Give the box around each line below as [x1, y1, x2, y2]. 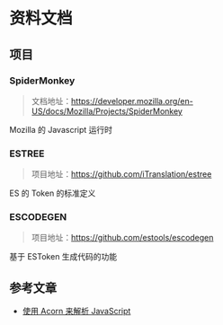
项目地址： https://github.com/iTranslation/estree [31, 169, 212, 180]
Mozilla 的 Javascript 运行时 [9, 124, 113, 135]
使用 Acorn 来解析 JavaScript [22, 306, 131, 317]
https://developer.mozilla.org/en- [70, 95, 193, 106]
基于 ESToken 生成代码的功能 [9, 251, 118, 262]
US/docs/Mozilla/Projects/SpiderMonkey [31, 105, 183, 117]
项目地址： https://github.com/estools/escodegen [31, 233, 214, 243]
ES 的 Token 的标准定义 [9, 188, 96, 198]
